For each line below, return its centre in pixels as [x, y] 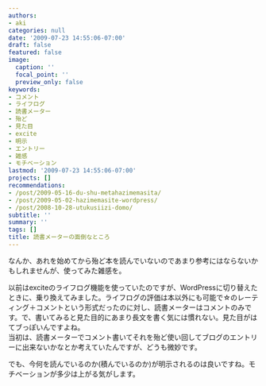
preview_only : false [49, 82]
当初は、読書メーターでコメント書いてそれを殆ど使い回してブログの [119, 337]
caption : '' [35, 68]
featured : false [35, 52]
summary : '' [28, 222]
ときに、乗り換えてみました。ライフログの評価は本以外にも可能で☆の [123, 297]
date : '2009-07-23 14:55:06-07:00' [67, 38]
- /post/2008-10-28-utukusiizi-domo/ [71, 207]
